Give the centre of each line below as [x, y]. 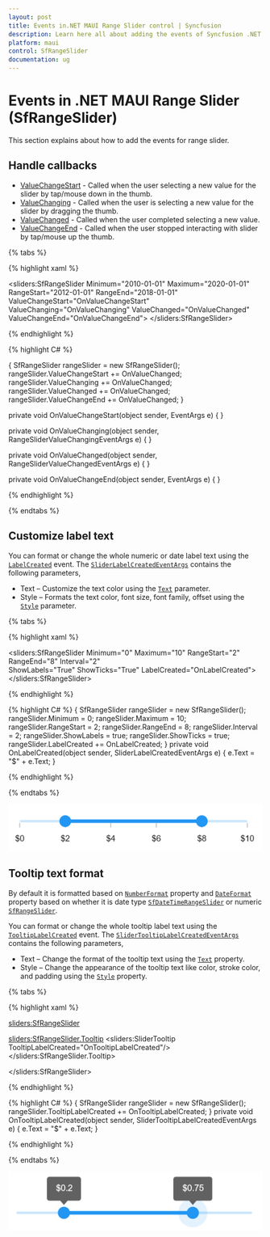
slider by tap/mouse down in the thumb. [86, 193]
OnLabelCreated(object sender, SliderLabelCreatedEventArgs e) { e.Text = [132, 753]
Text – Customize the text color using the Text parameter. [115, 588]
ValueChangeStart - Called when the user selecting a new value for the [138, 185]
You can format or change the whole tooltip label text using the [113, 926]
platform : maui [34, 43]
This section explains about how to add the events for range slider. [119, 140]
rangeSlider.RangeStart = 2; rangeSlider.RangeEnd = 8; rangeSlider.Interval [133, 727]
